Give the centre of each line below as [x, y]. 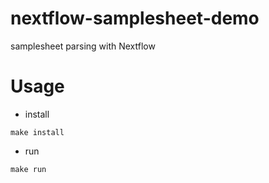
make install [37, 132]
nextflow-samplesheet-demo [135, 18]
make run [28, 169]
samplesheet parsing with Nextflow [83, 46]
